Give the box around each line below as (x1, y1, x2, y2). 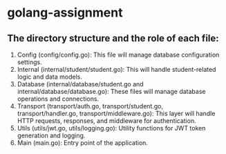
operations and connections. (17, 95, 99, 103)
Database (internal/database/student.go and (17, 80, 144, 88)
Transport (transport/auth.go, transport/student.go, (17, 102, 164, 110)
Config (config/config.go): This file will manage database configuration (17, 50, 220, 59)
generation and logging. (17, 131, 86, 139)
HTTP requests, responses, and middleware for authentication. (17, 117, 196, 125)
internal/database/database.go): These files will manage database (17, 88, 206, 95)
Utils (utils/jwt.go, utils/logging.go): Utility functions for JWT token (17, 124, 206, 132)
